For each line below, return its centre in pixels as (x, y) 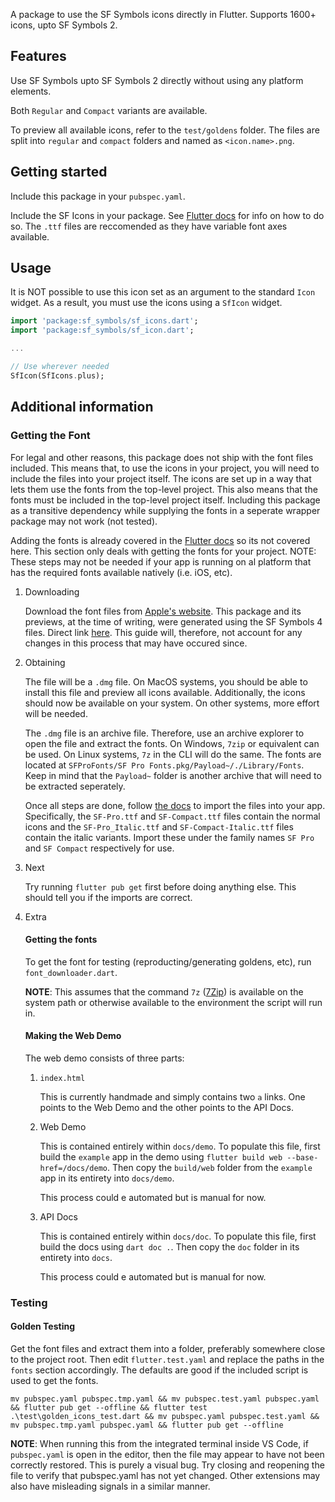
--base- (302, 1157)
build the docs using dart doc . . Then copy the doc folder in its (169, 1246)
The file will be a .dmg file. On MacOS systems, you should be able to (166, 681)
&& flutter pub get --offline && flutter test (109, 1408)
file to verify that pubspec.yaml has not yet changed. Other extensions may (165, 1476)
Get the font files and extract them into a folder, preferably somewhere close (168, 1349)
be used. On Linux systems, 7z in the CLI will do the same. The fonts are (173, 754)
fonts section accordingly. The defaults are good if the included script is (159, 1370)
